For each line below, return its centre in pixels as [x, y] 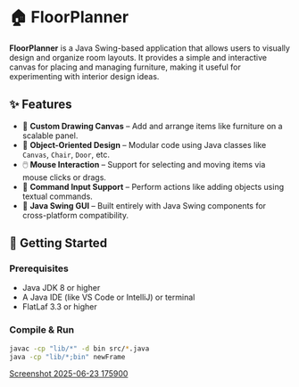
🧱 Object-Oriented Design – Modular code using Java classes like [144, 144]
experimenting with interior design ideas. [84, 76]
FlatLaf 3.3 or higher [59, 307]
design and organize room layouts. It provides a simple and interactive [138, 57]
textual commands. [58, 196]
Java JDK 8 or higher [61, 288]
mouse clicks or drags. [64, 177]
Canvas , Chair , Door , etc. [66, 154]
